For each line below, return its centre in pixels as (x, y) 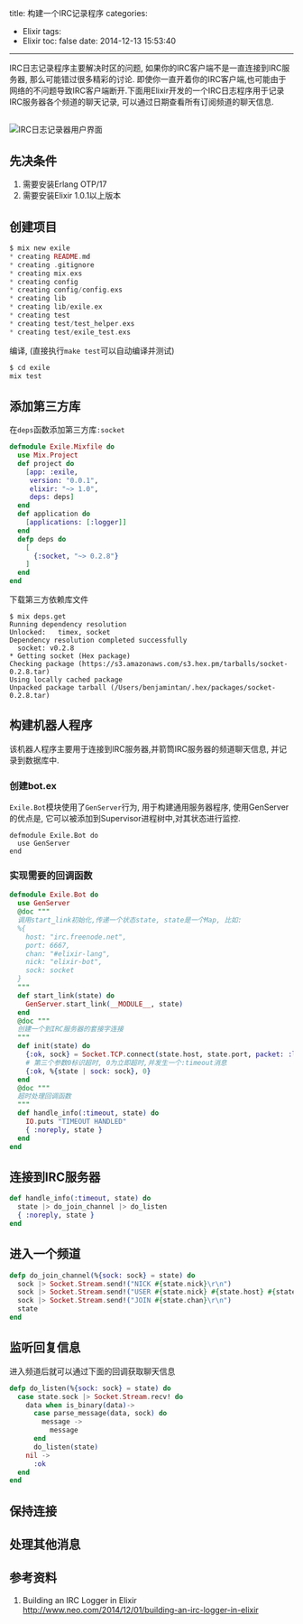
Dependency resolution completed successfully (98, 640)
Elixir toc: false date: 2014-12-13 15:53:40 (99, 41)
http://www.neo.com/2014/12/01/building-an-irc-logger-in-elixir (140, 1610)
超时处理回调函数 (45, 1096)
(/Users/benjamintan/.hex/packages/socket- (193, 688)
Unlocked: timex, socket (60, 633)
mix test (26, 376)
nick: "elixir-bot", (64, 962)
